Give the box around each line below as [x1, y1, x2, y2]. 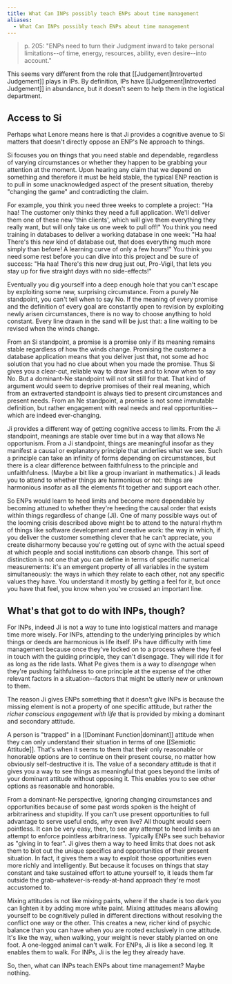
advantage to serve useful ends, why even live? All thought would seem [7, 818, 211, 825]
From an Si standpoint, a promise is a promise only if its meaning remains [7, 338, 215, 346]
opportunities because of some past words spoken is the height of [7, 802, 197, 811]
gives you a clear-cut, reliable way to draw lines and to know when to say [7, 367, 216, 376]
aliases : [7, 17, 32, 23]
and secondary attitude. [7, 717, 75, 725]
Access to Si [7, 112, 62, 124]
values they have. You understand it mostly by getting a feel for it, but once [7, 577, 221, 586]
